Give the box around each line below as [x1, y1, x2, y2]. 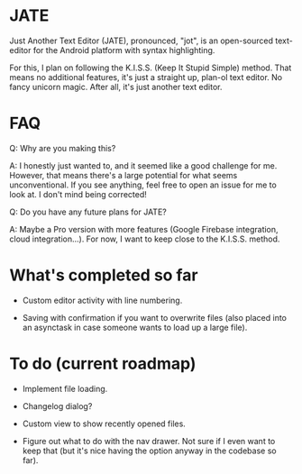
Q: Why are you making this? [9, 142, 116, 153]
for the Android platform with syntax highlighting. [32, 44, 215, 55]
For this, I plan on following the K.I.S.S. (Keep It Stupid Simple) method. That [9, 62, 292, 73]
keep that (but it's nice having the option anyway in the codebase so [22, 445, 277, 456]
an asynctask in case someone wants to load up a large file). [22, 322, 248, 333]
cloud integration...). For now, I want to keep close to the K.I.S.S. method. [9, 233, 280, 244]
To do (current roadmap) [9, 353, 197, 374]
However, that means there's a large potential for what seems [9, 169, 238, 180]
